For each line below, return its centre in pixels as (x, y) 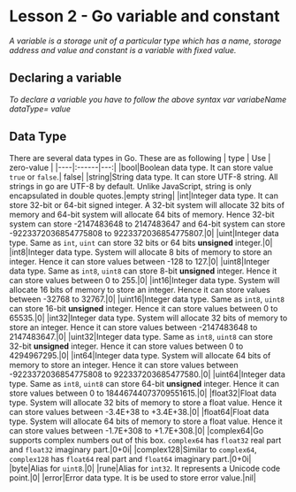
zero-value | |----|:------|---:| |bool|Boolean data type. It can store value (141, 167)
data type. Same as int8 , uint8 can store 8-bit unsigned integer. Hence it (143, 271)
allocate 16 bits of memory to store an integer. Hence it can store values (140, 289)
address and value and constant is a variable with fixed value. (123, 50)
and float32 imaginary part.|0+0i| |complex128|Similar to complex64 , (133, 450)
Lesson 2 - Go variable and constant (144, 16)
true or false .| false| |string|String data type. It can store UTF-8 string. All (144, 177)
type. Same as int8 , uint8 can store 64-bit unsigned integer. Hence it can (144, 383)
